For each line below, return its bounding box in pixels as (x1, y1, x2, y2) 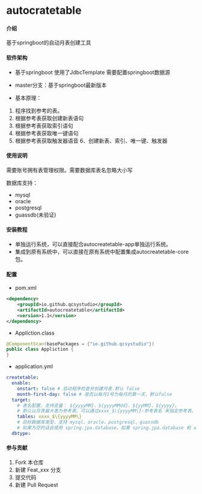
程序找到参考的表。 (14, 107, 63, 114)
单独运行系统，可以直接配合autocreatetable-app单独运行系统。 (14, 241, 171, 247)
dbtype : (11, 430, 31, 436)
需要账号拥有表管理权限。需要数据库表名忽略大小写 (6, 166, 133, 173)
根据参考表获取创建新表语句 (14, 114, 84, 122)
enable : (11, 380, 31, 386)
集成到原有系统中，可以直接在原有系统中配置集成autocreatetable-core (14, 248, 189, 255)
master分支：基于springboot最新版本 (14, 81, 107, 88)
